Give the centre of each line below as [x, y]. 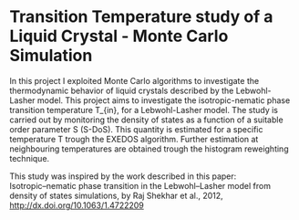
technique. [30, 158]
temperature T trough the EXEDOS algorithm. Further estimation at [134, 139]
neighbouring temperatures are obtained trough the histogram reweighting [149, 149]
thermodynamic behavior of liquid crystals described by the [122, 90]
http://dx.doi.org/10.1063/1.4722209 [77, 205]
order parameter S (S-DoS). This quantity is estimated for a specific [136, 129]
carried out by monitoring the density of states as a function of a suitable [147, 120]
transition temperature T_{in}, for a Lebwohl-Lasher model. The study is [144, 110]
